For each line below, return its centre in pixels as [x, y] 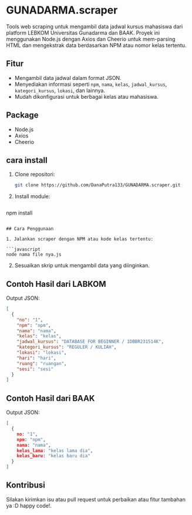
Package [23, 115]
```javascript [23, 250]
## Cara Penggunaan [30, 229]
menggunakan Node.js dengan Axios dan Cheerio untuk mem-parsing [91, 39]
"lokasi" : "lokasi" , [42, 353]
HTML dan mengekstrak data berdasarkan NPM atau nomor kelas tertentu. [96, 45]
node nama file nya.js [34, 255]
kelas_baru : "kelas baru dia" [54, 456]
